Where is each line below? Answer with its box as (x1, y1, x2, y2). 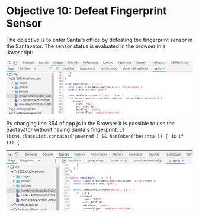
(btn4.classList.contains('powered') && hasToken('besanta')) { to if (6, 132, 184, 140)
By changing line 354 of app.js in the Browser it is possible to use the (6, 120, 175, 127)
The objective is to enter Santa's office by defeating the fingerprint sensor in (6, 36, 193, 43)
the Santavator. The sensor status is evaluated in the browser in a (6, 43, 166, 50)
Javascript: (6, 48, 34, 56)
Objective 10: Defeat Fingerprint (6, 4, 167, 18)
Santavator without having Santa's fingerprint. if (6, 126, 126, 134)
